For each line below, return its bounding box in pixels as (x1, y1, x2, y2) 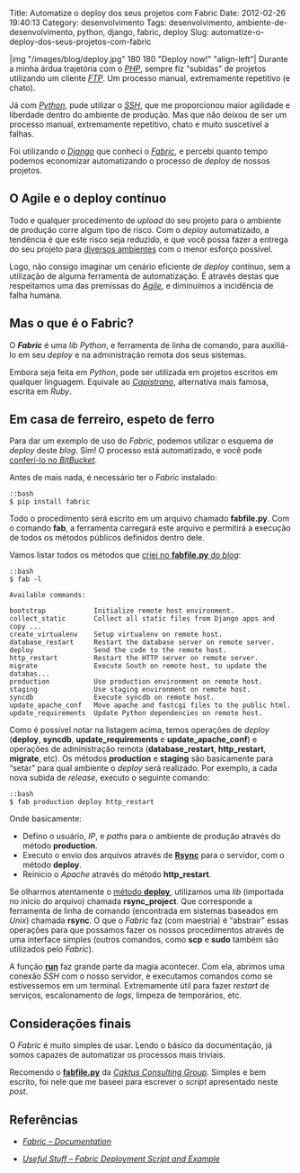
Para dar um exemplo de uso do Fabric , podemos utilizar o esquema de (9, 435, 274, 446)
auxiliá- (260, 339, 289, 350)
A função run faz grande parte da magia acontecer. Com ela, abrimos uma (9, 962, 286, 972)
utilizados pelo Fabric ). (9, 944, 94, 954)
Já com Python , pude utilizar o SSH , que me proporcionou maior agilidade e (9, 100, 290, 111)
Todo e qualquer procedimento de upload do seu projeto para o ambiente (9, 215, 281, 226)
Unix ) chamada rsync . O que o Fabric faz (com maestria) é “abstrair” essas (9, 915, 289, 926)
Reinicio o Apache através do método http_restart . (22, 869, 212, 880)
